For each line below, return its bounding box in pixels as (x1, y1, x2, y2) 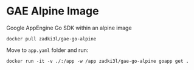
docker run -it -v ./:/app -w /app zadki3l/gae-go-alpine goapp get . (6, 58, 189, 64)
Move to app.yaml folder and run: (6, 46, 89, 54)
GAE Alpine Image (6, 4, 99, 18)
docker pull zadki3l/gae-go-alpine (6, 36, 97, 42)
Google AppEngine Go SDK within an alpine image (6, 24, 132, 31)
